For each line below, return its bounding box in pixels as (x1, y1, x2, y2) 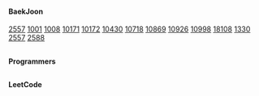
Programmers (8, 56, 56, 66)
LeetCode (8, 79, 42, 89)
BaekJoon (8, 6, 43, 16)
